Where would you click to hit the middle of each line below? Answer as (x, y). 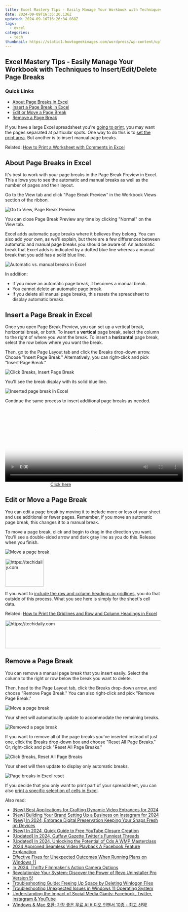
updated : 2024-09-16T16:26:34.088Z (42, 19)
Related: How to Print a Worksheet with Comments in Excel (65, 147)
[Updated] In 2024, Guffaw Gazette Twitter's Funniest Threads (76, 836)
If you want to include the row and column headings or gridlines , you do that (83, 593)
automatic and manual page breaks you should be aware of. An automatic (80, 244)
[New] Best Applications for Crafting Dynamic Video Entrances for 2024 (85, 809)
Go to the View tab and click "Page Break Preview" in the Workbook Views (81, 195)
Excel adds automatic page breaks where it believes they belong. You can (80, 234)
